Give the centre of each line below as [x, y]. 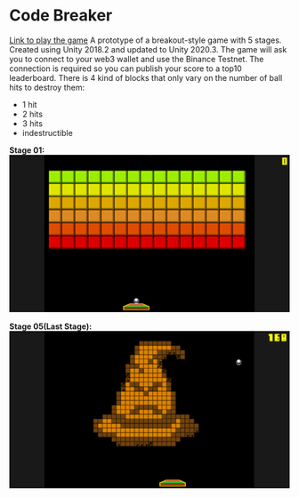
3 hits [32, 123]
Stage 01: [27, 150]
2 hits [32, 114]
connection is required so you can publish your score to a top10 [125, 68]
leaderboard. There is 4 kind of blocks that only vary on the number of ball [146, 77]
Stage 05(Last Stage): [51, 326]
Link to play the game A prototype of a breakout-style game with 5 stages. [145, 40]
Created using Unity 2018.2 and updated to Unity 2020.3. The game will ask [148, 49]
